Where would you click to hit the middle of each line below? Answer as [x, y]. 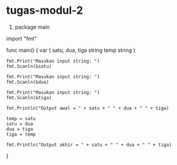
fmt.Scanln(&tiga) [29, 97]
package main [32, 27]
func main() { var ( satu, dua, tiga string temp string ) [71, 50]
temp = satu [21, 118]
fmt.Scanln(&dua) [28, 82]
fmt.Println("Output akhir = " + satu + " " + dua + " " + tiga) [89, 145]
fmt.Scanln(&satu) [29, 66]
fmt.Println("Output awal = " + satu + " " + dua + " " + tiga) [88, 108]
